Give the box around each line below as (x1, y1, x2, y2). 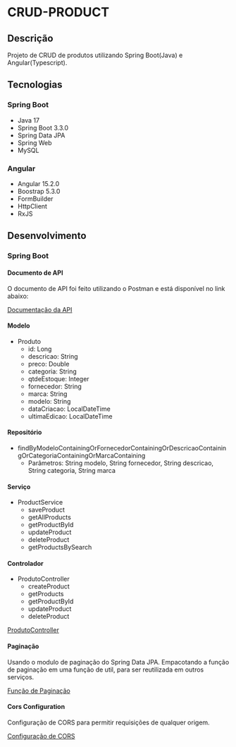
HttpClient (17, 202, 48, 210)
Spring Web (17, 138, 52, 147)
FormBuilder (17, 195, 54, 203)
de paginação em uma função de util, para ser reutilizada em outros (7, 665, 204, 674)
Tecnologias (7, 79, 63, 91)
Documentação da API (7, 305, 73, 314)
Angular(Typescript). (7, 58, 68, 67)
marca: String (27, 389, 68, 398)
